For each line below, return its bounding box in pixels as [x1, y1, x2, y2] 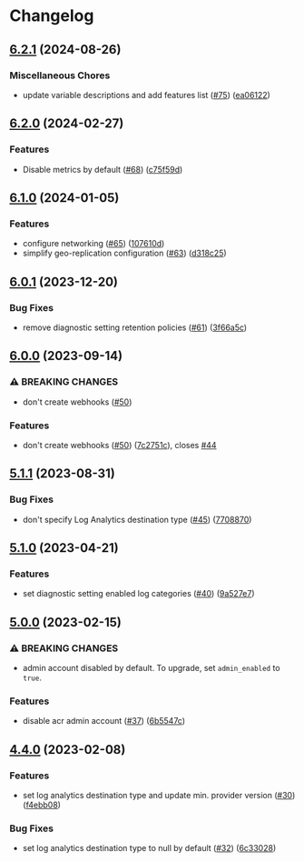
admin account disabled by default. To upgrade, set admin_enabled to [22, 662, 280, 673]
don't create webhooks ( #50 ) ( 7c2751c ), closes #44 [22, 439, 217, 450]
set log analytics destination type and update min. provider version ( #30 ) [22, 789, 296, 800]
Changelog [9, 5, 94, 26]
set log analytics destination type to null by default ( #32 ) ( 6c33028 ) [22, 843, 277, 854]
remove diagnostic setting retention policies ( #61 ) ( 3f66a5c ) [22, 322, 248, 333]
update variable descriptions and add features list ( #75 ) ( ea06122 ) [22, 89, 270, 100]
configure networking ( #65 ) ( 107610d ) [22, 238, 165, 249]
